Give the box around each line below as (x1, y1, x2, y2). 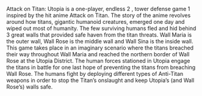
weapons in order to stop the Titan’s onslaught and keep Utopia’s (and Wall (6, 76, 195, 84)
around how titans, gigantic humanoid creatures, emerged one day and (6, 18, 185, 25)
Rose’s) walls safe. (6, 83, 53, 90)
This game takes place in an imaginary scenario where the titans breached (6, 44, 194, 51)
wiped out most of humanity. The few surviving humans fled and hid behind (6, 24, 197, 32)
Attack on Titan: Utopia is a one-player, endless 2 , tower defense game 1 (6, 6, 190, 12)
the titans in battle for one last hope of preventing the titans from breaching (6, 64, 196, 71)
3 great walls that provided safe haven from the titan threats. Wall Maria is (6, 31, 192, 39)
